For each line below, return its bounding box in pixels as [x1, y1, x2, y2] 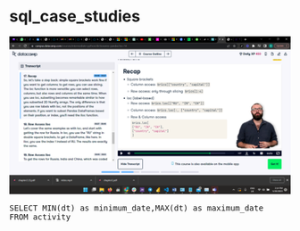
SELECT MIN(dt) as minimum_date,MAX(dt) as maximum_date [9, 203, 264, 213]
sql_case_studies [9, 6, 141, 27]
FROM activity [9, 212, 71, 222]
